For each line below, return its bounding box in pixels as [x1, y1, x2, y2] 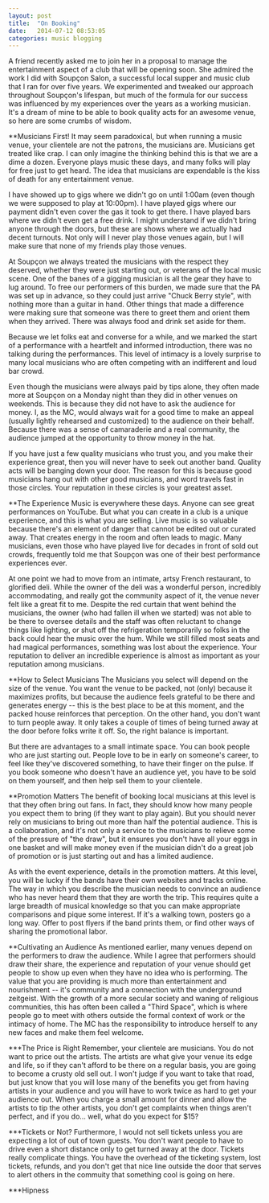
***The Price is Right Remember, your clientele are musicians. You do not [8, 1043, 255, 1053]
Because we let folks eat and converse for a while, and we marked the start [8, 332, 258, 342]
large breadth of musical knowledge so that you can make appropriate [8, 901, 241, 911]
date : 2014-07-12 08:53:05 [8, 27, 106, 35]
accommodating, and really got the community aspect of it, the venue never [8, 591, 259, 601]
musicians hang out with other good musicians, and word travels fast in [8, 474, 244, 484]
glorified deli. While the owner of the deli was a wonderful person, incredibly [8, 582, 262, 592]
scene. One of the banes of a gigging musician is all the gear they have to [8, 274, 252, 284]
